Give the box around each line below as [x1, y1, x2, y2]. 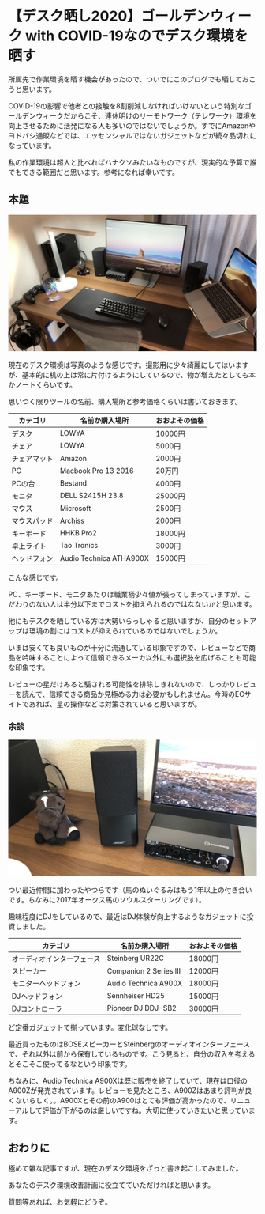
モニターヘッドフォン [11, 978, 81, 989]
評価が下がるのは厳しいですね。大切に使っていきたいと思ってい [42, 1106, 249, 1115]
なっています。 [8, 140, 56, 150]
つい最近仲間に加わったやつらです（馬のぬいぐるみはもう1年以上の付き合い [8, 885, 252, 894]
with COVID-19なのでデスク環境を [24, 27, 248, 45]
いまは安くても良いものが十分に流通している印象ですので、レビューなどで [8, 642, 249, 652]
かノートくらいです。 [8, 380, 77, 389]
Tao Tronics [60, 541, 99, 550]
